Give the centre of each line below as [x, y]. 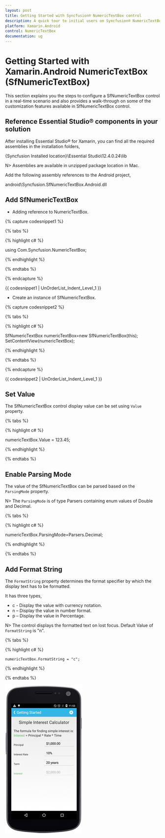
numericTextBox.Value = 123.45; [38, 440]
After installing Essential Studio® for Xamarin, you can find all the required [80, 141]
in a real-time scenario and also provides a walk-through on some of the [78, 101]
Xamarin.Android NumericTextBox [77, 72]
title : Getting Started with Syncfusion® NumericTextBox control [73, 15]
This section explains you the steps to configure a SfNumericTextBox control [82, 95]
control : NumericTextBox [30, 31]
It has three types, [23, 596]
